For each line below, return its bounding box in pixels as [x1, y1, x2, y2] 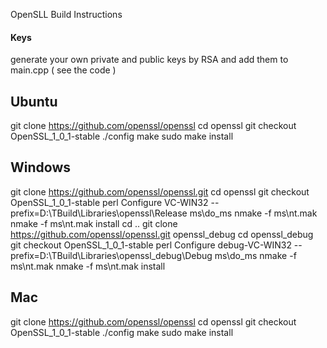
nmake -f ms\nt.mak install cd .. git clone [10, 217, 178, 229]
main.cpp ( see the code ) [10, 64, 117, 76]
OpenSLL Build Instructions [10, 9, 123, 20]
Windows [10, 159, 71, 176]
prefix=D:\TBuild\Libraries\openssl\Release [10, 207, 188, 219]
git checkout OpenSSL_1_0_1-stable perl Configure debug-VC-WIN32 [10, 239, 292, 251]
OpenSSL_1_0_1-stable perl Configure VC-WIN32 [10, 196, 209, 208]
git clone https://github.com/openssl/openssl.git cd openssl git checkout [10, 185, 310, 198]
